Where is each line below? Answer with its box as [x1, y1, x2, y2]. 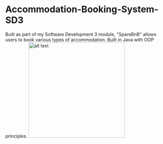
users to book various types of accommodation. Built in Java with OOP [5, 37, 154, 43]
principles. [5, 133, 28, 139]
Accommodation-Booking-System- [5, 4, 159, 15]
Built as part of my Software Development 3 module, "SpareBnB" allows [5, 31, 157, 37]
